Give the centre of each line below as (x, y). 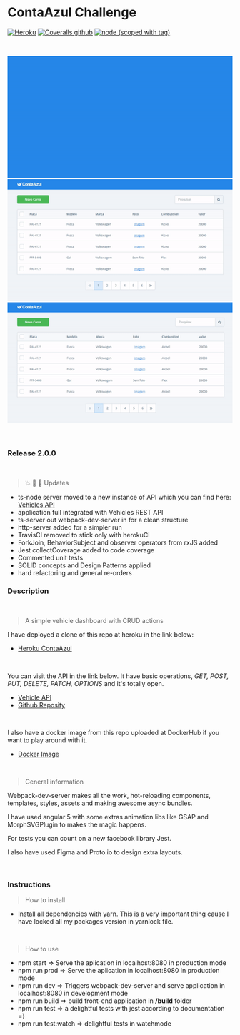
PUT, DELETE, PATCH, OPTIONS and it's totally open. (86, 683)
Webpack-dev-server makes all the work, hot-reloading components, (109, 795)
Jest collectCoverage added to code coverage (86, 550)
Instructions (29, 884)
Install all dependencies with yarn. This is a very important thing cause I (123, 914)
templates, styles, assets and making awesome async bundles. (100, 803)
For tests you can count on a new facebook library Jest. (89, 838)
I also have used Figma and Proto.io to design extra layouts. (95, 852)
